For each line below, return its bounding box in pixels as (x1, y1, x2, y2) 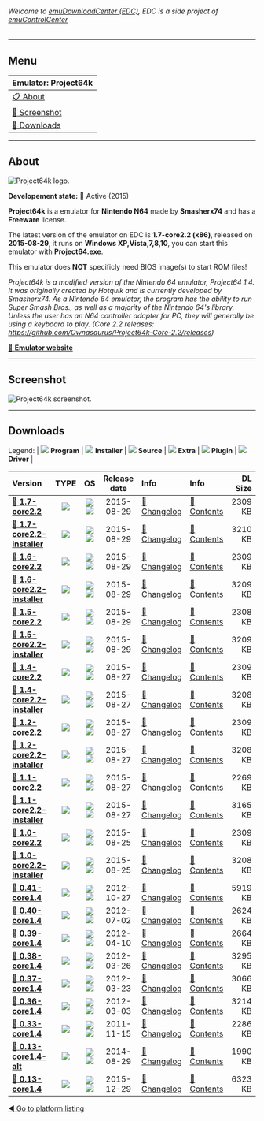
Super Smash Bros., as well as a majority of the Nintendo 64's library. (8, 302, 235, 311)
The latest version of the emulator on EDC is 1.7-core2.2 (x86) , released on (8, 229, 253, 240)
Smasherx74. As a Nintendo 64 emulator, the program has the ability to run (8, 294, 253, 304)
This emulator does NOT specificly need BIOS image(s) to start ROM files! (8, 262, 247, 271)
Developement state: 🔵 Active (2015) (8, 191, 130, 200)
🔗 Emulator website (8, 343, 73, 352)
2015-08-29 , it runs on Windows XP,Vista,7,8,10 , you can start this (8, 238, 228, 248)
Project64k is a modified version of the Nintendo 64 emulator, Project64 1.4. (8, 277, 255, 287)
